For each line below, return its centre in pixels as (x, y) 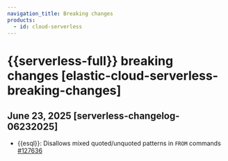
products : (22, 20)
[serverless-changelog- (127, 116)
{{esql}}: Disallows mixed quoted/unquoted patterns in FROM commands (119, 144)
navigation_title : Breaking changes (60, 14)
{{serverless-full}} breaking (90, 61)
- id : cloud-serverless (48, 26)
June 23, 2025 (39, 116)
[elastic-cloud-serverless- (140, 75)
